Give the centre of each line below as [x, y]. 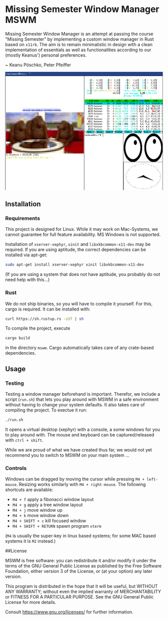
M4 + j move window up [37, 510]
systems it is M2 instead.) [30, 541]
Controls [16, 468]
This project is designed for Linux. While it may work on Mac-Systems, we [82, 229]
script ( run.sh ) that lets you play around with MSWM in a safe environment [82, 399]
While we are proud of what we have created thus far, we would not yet [79, 449]
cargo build [17, 338]
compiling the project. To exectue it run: [46, 410]
